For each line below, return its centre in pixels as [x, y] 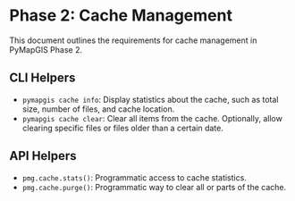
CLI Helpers [42, 78]
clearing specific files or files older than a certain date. [122, 128]
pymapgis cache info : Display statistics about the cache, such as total [150, 99]
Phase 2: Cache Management [121, 16]
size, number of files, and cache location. [98, 109]
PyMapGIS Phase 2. [46, 49]
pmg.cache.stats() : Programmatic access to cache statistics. [135, 177]
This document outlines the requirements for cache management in [133, 40]
